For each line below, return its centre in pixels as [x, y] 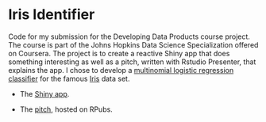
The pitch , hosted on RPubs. [66, 109]
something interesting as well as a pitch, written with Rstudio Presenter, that [132, 62]
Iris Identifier [52, 15]
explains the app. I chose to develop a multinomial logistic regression [121, 70]
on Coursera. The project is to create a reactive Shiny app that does [119, 53]
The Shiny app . [44, 93]
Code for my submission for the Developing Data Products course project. [129, 36]
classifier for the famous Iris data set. [69, 78]
